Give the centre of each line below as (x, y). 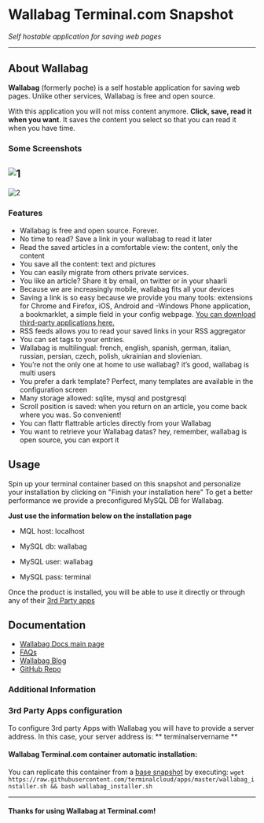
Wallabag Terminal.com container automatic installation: (103, 754)
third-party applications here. (67, 322)
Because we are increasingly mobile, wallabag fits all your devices (126, 289)
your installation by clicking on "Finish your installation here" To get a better (130, 492)
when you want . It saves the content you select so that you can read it (123, 119)
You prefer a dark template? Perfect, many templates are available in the (136, 381)
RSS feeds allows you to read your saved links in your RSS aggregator (132, 331)
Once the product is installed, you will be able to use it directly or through (127, 592)
